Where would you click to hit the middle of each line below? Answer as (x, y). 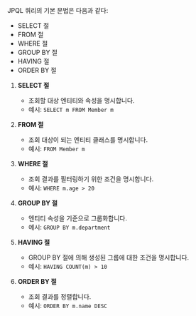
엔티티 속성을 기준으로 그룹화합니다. (78, 218)
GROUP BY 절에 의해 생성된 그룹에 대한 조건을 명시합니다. (109, 258)
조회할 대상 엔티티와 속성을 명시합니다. (81, 101)
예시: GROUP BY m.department (69, 227)
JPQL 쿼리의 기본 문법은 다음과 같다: (58, 10)
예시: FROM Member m (56, 149)
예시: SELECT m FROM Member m (71, 109)
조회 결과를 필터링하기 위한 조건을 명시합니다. (91, 179)
